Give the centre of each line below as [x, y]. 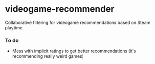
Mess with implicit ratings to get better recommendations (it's [74, 51]
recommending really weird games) [48, 56]
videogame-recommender [60, 9]
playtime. [14, 27]
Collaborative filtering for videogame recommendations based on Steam [78, 22]
